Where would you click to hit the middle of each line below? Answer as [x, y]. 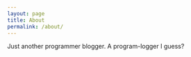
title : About [26, 20]
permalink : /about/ [35, 26]
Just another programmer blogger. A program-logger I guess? [96, 47]
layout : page [26, 14]
